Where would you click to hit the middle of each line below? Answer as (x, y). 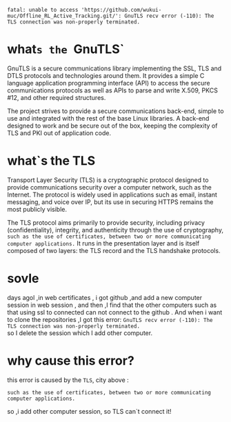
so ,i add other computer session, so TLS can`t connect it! (89, 411)
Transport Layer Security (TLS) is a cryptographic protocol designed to (108, 180)
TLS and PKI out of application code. (59, 133)
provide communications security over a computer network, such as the (110, 187)
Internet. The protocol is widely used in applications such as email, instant (112, 194)
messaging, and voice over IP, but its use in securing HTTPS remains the (110, 202)
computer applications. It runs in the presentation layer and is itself (103, 243)
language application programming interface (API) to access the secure (109, 83)
